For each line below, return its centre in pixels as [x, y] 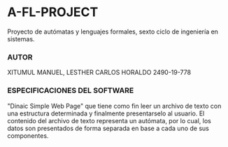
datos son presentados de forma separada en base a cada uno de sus [108, 128]
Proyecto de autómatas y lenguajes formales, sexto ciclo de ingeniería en [113, 31]
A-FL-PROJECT [53, 12]
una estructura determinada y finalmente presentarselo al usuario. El [106, 113]
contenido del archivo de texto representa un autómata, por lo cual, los [109, 120]
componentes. [28, 135]
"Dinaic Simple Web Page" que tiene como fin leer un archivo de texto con [114, 106]
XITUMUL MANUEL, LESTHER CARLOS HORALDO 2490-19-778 [99, 72]
